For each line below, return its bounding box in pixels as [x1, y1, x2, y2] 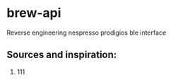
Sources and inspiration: [6, 49, 117, 61]
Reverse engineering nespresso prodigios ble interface [6, 28, 167, 37]
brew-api [6, 5, 61, 21]
